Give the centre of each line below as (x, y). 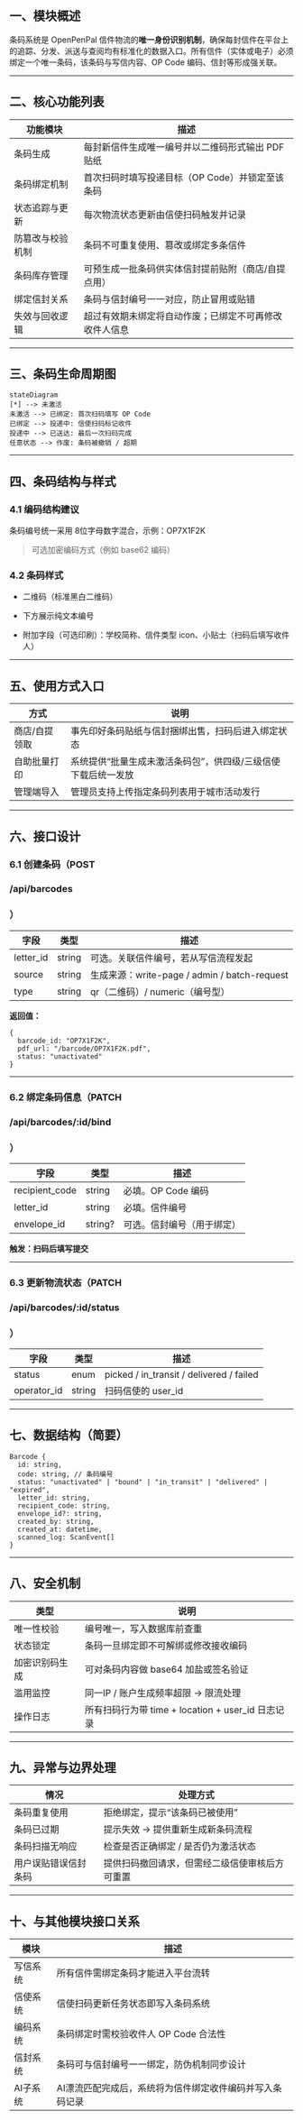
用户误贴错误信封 (50, 1863)
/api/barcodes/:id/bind (60, 1122)
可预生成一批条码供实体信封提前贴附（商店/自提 (184, 269)
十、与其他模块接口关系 (74, 1921)
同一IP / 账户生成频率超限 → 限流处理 (163, 1693)
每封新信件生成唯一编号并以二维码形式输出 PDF (184, 147)
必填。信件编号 (155, 1207)
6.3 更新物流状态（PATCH (65, 1282)
